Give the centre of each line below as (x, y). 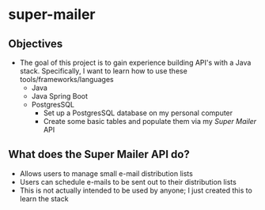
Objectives (36, 44)
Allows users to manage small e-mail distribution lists (106, 173)
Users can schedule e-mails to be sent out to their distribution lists (128, 182)
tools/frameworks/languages (66, 79)
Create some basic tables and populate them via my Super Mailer (150, 121)
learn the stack (44, 198)
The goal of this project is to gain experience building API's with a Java (135, 62)
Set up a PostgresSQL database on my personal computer (138, 113)
